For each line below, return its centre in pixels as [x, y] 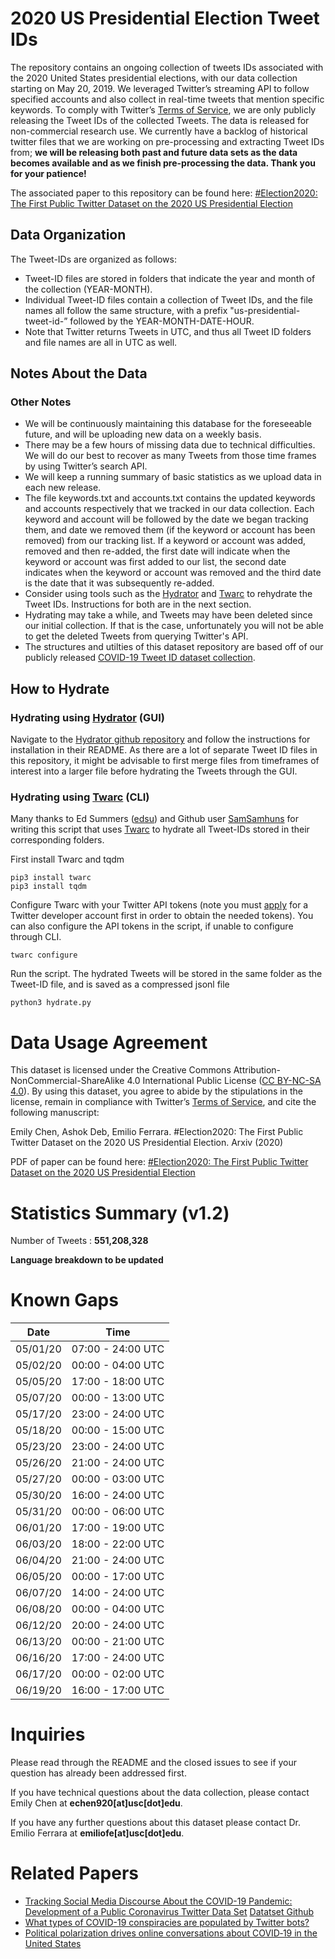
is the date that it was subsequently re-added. [119, 583]
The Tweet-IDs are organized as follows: [93, 259]
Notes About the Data [79, 373]
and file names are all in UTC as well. [101, 342]
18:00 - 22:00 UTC [118, 1544]
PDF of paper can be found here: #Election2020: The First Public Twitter [159, 1162]
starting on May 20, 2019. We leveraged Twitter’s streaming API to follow [160, 88]
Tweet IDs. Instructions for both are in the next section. [138, 604]
